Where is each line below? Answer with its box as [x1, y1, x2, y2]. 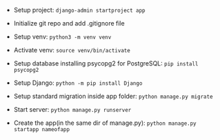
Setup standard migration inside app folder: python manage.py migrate [13, 92, 213, 100]
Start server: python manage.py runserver [13, 106, 132, 113]
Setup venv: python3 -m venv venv [13, 32, 112, 41]
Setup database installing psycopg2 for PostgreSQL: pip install [13, 59, 199, 68]
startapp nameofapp [13, 126, 70, 133]
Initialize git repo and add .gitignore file [13, 19, 126, 27]
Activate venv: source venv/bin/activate [13, 46, 131, 54]
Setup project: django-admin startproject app [13, 6, 146, 14]
